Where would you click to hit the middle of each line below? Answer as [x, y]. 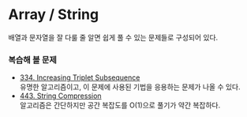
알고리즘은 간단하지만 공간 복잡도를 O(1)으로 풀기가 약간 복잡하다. [120, 105]
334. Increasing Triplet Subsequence [80, 77]
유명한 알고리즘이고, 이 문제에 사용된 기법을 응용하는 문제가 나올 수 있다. [130, 87]
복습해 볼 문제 [33, 59]
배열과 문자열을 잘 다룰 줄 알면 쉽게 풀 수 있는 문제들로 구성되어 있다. [113, 37]
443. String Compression [60, 96]
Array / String [54, 15]
